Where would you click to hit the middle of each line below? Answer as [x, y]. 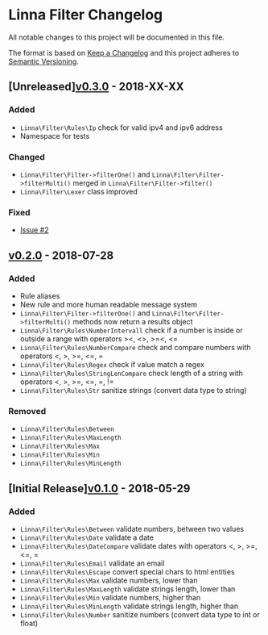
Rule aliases [40, 295]
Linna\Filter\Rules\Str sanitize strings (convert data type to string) [133, 390]
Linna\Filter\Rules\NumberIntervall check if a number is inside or [131, 330]
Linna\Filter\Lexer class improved [79, 191]
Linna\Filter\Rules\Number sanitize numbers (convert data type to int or [140, 614]
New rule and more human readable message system [108, 304]
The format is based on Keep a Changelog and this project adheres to [124, 52]
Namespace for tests [55, 136]
